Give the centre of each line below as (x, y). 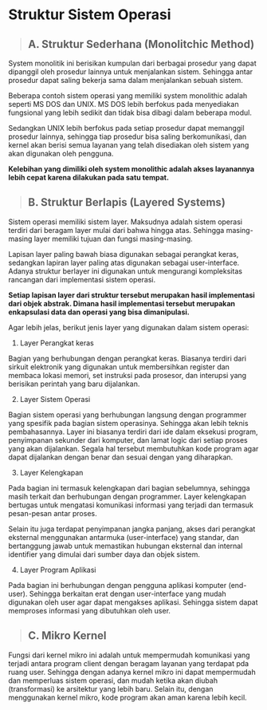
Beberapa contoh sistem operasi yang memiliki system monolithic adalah (128, 96)
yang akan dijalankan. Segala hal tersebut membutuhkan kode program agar (133, 448)
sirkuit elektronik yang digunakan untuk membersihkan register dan (119, 367)
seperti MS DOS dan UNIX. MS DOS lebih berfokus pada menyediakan (124, 104)
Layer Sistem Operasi (55, 399)
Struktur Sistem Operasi (90, 15)
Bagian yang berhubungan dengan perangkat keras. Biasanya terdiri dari (128, 358)
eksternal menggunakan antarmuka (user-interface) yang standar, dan (124, 537)
